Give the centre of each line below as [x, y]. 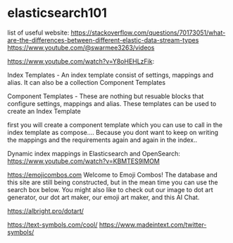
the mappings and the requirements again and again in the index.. [102, 140]
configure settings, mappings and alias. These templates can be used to [112, 103]
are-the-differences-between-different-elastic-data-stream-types [103, 40]
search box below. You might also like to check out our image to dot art [110, 189]
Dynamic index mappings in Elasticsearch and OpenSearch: [94, 153]
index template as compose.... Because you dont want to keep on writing [113, 132]
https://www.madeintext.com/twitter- [153, 225]
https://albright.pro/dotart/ [46, 211]
